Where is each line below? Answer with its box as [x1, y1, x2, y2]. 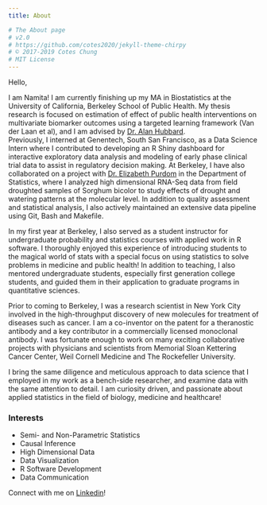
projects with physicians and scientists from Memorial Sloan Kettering [8, 344, 237, 352]
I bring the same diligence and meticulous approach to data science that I [8, 367, 249, 376]
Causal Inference [19, 439, 76, 449]
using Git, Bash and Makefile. [8, 212, 104, 220]
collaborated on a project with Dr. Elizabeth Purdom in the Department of [8, 169, 246, 178]
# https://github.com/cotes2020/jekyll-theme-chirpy [8, 41, 187, 49]
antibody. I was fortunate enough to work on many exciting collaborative [8, 335, 245, 344]
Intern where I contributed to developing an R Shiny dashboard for [8, 144, 225, 153]
